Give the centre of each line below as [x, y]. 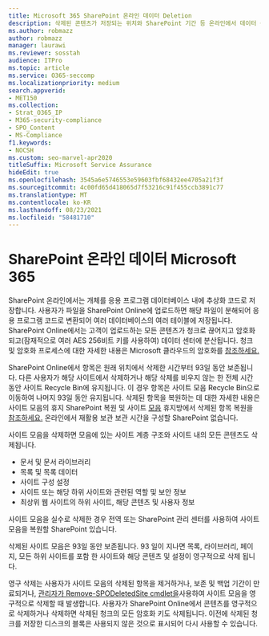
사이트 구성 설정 [44, 482]
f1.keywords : [30, 143]
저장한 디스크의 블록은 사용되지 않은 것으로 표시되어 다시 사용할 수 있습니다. [141, 624]
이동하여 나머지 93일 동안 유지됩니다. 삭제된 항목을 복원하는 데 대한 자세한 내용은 [134, 397]
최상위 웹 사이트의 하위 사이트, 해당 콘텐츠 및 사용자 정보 [107, 502]
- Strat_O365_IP [35, 113]
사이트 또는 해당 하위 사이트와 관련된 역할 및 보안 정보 [103, 492]
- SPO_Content [32, 128]
